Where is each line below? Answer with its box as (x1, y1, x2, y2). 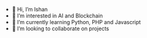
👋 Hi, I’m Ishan (11, 6, 48, 13)
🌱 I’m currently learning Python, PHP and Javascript (11, 19, 141, 25)
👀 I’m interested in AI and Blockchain (11, 12, 103, 19)
